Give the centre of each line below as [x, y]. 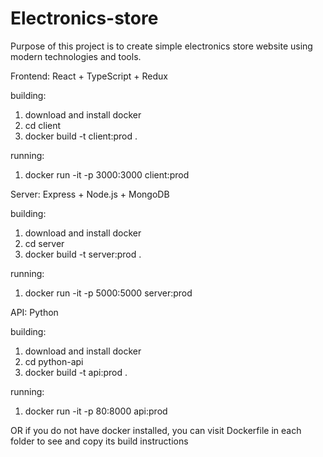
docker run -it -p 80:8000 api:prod [96, 411]
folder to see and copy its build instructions [99, 441]
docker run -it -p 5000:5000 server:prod [108, 293]
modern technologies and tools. [76, 56]
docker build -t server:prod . [83, 254]
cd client [43, 125]
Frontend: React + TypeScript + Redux [89, 76]
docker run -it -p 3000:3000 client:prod [107, 174]
